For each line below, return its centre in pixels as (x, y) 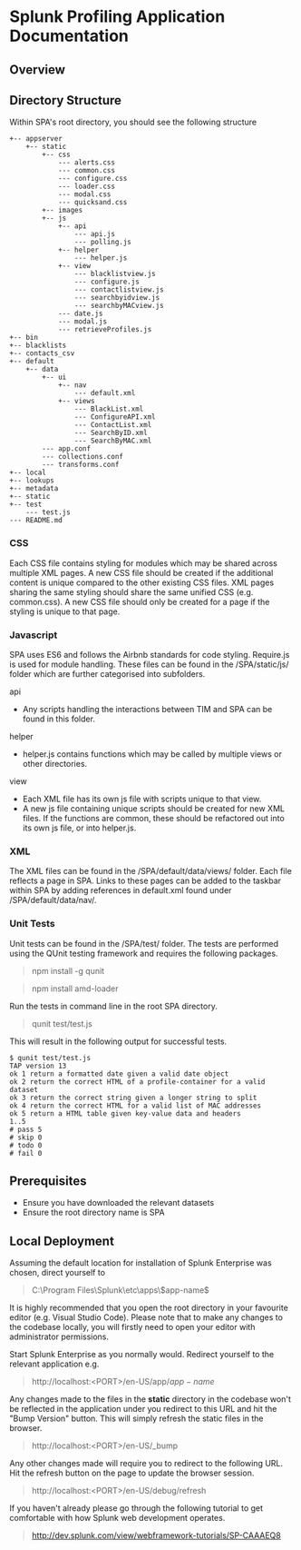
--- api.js (95, 234)
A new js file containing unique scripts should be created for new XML (154, 808)
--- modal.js (82, 322)
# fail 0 (26, 1153)
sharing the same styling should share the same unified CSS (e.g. (131, 591)
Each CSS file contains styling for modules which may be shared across (144, 563)
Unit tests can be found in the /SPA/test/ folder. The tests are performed (144, 943)
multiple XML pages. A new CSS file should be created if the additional (141, 572)
